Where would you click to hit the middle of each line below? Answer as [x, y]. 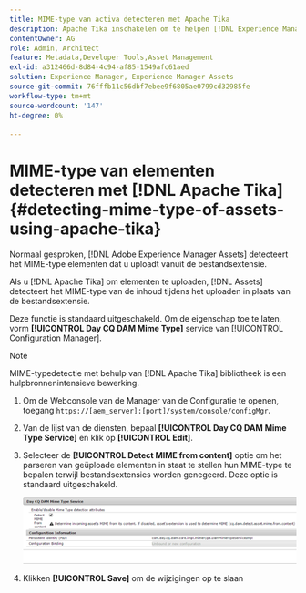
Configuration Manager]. [56, 338]
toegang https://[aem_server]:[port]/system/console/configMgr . [147, 411]
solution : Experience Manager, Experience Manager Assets [122, 77]
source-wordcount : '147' [56, 106]
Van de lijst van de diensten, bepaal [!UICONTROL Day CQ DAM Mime [154, 428]
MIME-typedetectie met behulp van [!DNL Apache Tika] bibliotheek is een [148, 373]
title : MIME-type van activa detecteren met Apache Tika [120, 19]
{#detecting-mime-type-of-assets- [147, 210]
